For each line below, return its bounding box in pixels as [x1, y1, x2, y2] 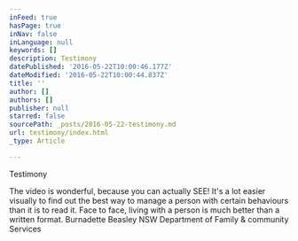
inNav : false [9, 29, 58, 38]
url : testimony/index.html [9, 128, 109, 137]
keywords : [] [9, 46, 58, 55]
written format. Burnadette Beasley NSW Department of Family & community [9, 214, 289, 224]
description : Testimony [9, 54, 98, 63]
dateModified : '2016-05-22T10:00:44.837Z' [9, 71, 169, 80]
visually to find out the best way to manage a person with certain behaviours [9, 195, 289, 206]
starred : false [9, 112, 66, 120]
